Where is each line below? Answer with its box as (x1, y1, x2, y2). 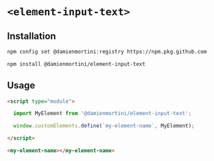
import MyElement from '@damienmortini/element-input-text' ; (13, 110, 192, 117)
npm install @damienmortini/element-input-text (7, 60, 146, 67)
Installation (7, 30, 56, 42)
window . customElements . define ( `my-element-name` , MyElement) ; (13, 123, 195, 129)
